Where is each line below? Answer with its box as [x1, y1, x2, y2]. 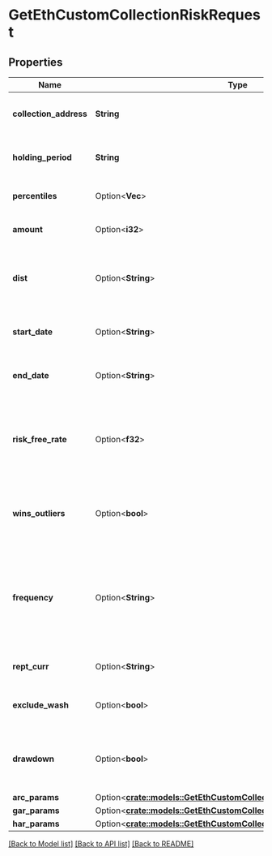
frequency [12, 592, 54, 603]
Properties [8, 55, 63, 69]
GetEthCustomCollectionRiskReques [8, 6, 261, 24]
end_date [12, 370, 50, 381]
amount [12, 224, 43, 234]
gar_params [12, 805, 60, 816]
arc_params [12, 792, 59, 802]
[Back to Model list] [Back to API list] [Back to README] [8, 839, 194, 849]
